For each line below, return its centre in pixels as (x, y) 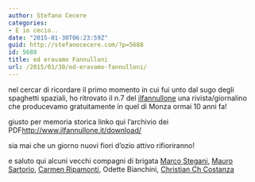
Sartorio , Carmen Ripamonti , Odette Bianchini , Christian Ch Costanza (121, 169)
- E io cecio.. (33, 30)
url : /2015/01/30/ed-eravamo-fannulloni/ (78, 67)
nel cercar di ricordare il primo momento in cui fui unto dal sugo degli (121, 89)
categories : (28, 23)
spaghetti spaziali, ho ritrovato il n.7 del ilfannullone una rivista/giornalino (128, 98)
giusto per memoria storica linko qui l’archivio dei (89, 121)
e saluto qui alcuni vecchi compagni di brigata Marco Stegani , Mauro (120, 161)
